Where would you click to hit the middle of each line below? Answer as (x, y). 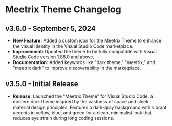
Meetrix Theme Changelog (63, 9)
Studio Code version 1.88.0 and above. (53, 57)
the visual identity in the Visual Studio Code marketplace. (73, 46)
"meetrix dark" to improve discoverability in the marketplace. (77, 68)
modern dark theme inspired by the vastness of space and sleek (81, 101)
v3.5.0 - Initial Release (42, 84)
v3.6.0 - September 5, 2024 (50, 28)
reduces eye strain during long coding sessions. (63, 118)
